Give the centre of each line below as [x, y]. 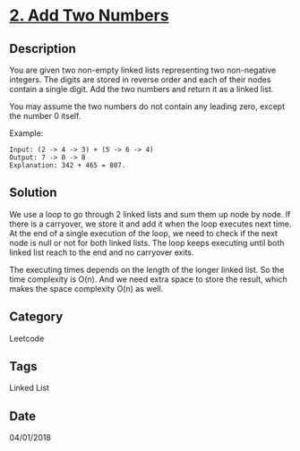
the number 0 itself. [45, 116]
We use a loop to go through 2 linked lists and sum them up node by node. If [150, 214]
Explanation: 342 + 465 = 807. [68, 166]
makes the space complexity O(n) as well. [86, 288]
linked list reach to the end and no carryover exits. [102, 252]
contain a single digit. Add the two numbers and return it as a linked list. [141, 89]
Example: [26, 133]
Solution [33, 193]
